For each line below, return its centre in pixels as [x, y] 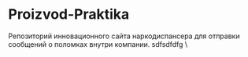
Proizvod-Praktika [69, 14]
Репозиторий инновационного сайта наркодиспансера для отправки [124, 36]
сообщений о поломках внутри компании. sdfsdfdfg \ [98, 44]
